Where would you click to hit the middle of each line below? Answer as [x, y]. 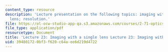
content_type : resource [30, 10]
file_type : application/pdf [34, 28]
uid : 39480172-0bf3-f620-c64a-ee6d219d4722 [51, 42]
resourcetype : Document [30, 33]
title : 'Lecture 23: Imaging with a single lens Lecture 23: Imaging [79, 38]
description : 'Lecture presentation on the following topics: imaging [80, 14]
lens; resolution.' [30, 19]
